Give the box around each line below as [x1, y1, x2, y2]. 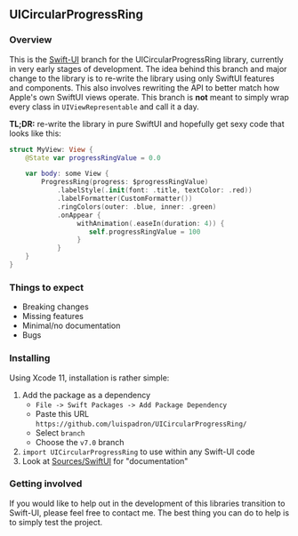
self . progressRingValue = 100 [88, 227, 201, 236]
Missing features [21, 311, 85, 322]
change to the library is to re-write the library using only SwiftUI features [9, 73, 275, 84]
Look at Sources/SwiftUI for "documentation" [21, 455, 189, 466]
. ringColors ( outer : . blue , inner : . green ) [56, 202, 217, 212]
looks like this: [9, 128, 62, 139]
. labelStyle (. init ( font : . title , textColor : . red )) [56, 186, 253, 195]
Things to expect [9, 281, 85, 293]
